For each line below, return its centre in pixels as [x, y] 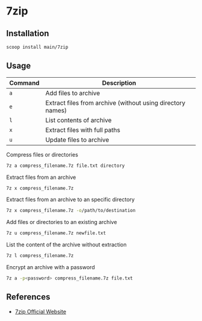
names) [56, 110]
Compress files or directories [42, 154]
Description [119, 83]
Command [25, 83]
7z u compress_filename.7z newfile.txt [56, 233]
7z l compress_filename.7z [40, 256]
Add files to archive [73, 93]
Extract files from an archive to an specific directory [71, 199]
